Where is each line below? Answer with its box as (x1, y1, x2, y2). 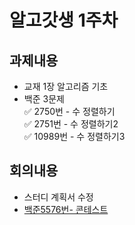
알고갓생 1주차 (9, 9, 119, 32)
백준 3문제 (23, 93, 65, 105)
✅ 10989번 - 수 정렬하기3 (23, 131, 126, 142)
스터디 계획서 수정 (23, 191, 94, 203)
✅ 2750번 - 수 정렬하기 (23, 106, 116, 117)
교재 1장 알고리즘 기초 (23, 81, 109, 92)
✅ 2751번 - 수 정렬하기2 (23, 118, 119, 130)
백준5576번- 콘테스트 (23, 203, 109, 215)
